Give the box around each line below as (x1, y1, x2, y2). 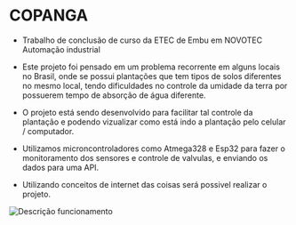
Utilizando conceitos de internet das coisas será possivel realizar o (21, 179, 268, 189)
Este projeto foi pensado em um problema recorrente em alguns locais (21, 61, 280, 72)
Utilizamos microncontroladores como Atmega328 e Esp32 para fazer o (21, 143, 286, 154)
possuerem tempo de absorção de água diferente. (21, 90, 206, 100)
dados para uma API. (21, 162, 100, 173)
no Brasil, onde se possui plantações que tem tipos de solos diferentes (21, 70, 282, 81)
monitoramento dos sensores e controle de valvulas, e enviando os (21, 152, 268, 163)
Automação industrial (21, 44, 100, 54)
